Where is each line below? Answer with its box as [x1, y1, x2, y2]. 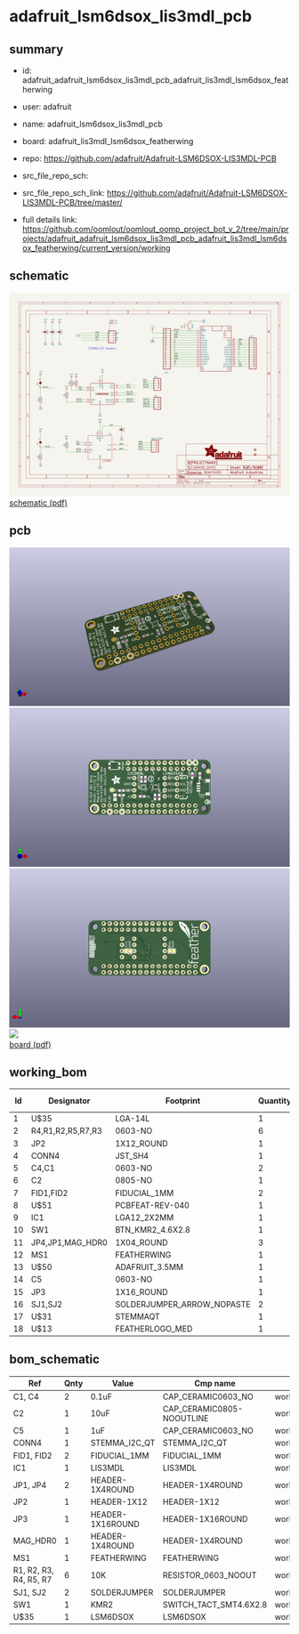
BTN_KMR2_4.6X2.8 [115, 1225, 191, 1235]
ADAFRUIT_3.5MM [115, 1262, 184, 1273]
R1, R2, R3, [12, 1565, 55, 1576]
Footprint [165, 1096, 201, 1106]
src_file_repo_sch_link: [21, 188, 105, 198]
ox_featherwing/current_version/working [21, 243, 171, 253]
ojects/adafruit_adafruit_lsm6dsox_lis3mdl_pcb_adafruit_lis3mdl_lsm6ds [21, 233, 287, 244]
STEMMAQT [115, 1311, 160, 1323]
